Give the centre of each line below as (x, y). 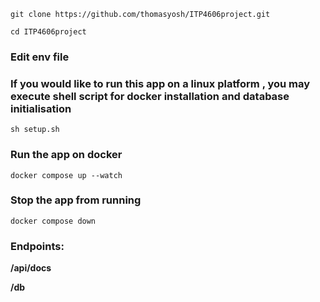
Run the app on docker (66, 155)
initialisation (41, 108)
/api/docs (31, 268)
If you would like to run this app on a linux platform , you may (160, 83)
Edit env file (40, 57)
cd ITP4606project (48, 32)
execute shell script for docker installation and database (150, 96)
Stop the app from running (76, 200)
